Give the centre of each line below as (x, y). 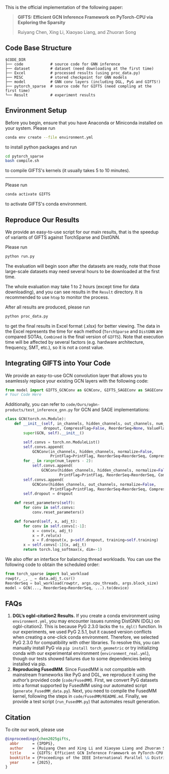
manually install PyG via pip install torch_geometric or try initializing (85, 648)
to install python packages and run (41, 147)
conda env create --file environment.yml (49, 137)
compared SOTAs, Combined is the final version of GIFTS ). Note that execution (84, 337)
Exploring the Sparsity (41, 22)
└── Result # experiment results (50, 95)
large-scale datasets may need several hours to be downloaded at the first (82, 271)
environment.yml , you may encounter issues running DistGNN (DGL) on (86, 621)
